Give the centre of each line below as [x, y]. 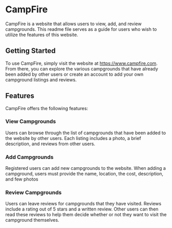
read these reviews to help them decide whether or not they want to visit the [86, 215]
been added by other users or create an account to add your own [74, 74]
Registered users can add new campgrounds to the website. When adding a [85, 168]
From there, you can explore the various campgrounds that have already [82, 68]
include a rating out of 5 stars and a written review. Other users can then [82, 209]
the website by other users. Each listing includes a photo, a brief [73, 138]
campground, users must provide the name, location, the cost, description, [84, 174]
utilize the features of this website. [42, 34]
